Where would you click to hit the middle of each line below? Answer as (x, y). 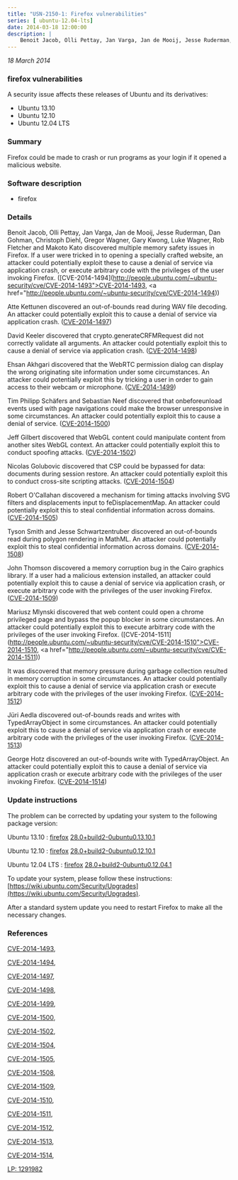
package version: (33, 823)
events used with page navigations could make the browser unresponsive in (118, 409)
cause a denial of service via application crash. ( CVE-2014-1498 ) (102, 351)
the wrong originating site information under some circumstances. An (109, 372)
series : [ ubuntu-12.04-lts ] (50, 21)
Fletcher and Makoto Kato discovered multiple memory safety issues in (111, 248)
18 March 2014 (29, 60)
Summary (25, 141)
